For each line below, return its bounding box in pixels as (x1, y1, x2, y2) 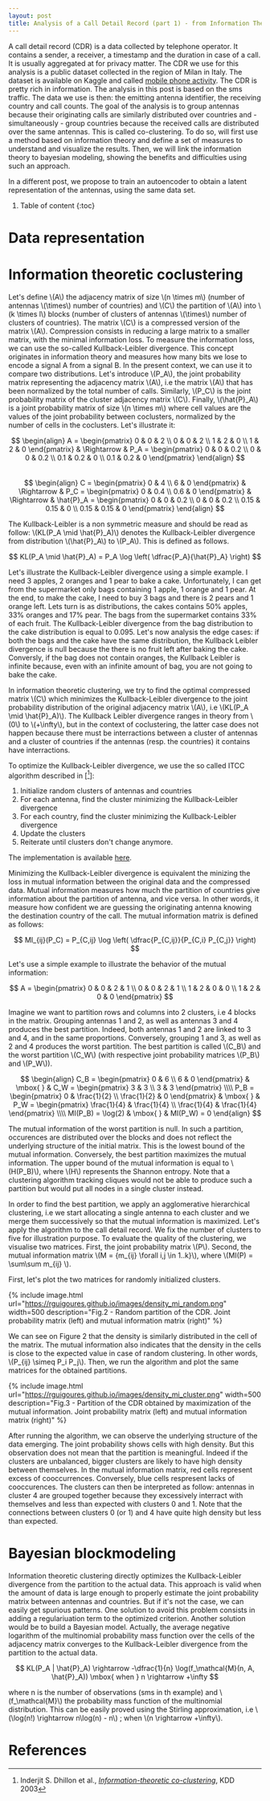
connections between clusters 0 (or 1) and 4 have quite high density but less (8, 1508, 262, 1517)
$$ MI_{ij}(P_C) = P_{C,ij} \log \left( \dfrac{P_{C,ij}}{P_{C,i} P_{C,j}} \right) (13, 935, 257, 945)
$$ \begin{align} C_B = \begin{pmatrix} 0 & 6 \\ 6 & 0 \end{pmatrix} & (19, 1074, 251, 1084)
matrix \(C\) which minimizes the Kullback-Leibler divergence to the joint (8, 694, 248, 703)
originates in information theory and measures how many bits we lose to (8, 351, 247, 362)
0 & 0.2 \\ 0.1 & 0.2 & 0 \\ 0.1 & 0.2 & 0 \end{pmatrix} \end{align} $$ (25, 452, 245, 462)
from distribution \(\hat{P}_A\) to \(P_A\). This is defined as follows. (8, 536, 230, 546)
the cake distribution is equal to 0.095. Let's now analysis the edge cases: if (8, 627, 260, 636)
